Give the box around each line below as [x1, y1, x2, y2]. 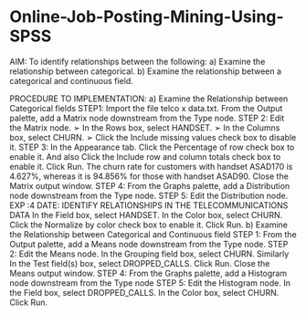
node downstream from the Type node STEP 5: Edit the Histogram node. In [9, 277, 290, 289]
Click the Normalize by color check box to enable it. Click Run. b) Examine [9, 219, 289, 230]
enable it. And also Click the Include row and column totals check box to [9, 151, 281, 162]
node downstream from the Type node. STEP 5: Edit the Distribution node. [9, 190, 289, 201]
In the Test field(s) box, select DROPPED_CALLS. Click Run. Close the [9, 257, 270, 268]
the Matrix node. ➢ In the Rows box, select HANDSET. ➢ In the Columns [9, 121, 280, 133]
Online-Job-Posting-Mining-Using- [9, 6, 285, 27]
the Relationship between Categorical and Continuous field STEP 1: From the [9, 228, 297, 239]
